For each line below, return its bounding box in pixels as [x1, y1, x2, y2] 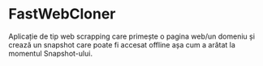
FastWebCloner [8, 5, 116, 23]
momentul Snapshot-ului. [8, 48, 93, 58]
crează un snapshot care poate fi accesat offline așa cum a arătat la [8, 39, 235, 49]
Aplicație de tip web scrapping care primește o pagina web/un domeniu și [8, 31, 256, 41]
